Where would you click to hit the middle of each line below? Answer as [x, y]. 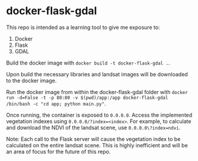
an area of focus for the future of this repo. [58, 152]
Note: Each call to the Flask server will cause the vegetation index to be [93, 139]
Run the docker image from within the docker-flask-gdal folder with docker [97, 92]
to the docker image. [31, 80]
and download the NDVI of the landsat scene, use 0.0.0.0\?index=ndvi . [93, 127]
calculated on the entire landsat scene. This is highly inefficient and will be [97, 145]
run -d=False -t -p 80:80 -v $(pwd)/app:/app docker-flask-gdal [87, 98]
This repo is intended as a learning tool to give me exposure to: [83, 27]
